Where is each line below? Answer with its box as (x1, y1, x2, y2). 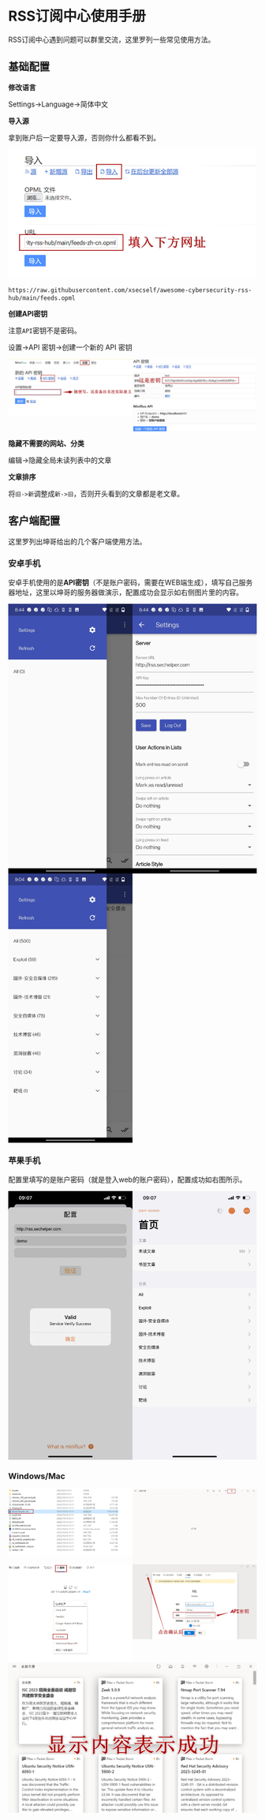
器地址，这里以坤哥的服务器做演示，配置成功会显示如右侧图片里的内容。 (8, 587, 243, 596)
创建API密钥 (8, 309, 48, 319)
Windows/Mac (8, 1471, 65, 1482)
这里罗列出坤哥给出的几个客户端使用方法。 (8, 536, 147, 546)
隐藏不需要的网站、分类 (8, 439, 84, 448)
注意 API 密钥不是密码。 (8, 326, 81, 335)
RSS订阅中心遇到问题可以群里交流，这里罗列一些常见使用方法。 (8, 35, 215, 44)
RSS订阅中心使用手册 (8, 7, 147, 25)
